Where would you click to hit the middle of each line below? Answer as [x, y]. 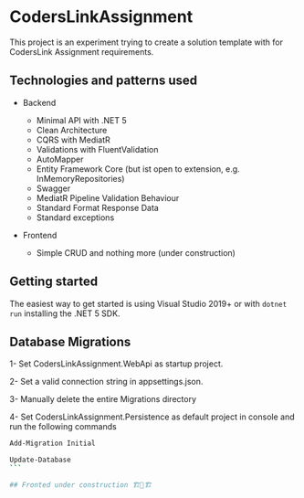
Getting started [54, 282]
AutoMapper [60, 159]
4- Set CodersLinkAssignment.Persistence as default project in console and [152, 417]
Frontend [40, 235]
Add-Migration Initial [52, 444]
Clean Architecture [72, 130]
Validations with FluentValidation [97, 149]
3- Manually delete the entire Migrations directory [103, 399]
